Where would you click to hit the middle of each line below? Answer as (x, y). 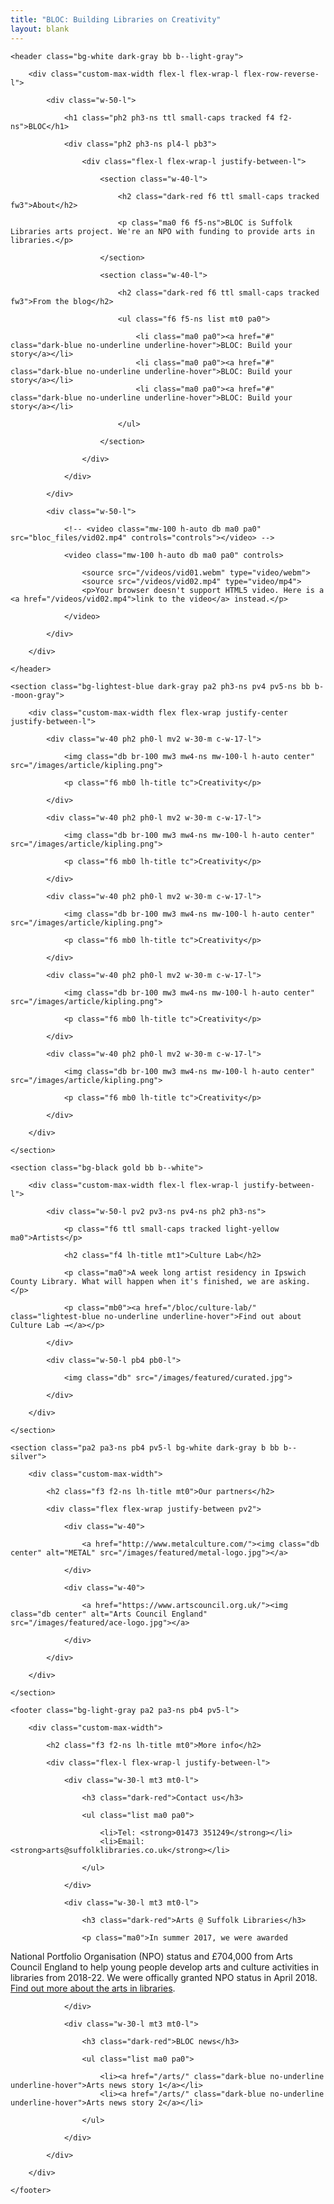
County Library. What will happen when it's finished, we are (142, 1281)
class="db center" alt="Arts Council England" (109, 1614)
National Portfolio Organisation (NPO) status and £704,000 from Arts (151, 1956)
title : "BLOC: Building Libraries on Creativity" (116, 19)
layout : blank (40, 29)
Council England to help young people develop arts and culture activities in (164, 1967)
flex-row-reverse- (281, 74)
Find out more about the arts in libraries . (93, 1988)
